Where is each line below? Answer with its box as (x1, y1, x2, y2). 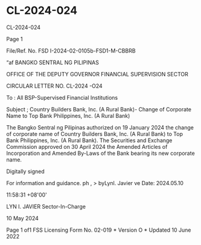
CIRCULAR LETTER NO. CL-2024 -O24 (6, 82, 103, 90)
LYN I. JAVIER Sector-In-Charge (6, 203, 86, 210)
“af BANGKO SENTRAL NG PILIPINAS (6, 59, 100, 66)
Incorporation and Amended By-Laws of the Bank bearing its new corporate (6, 149, 195, 157)
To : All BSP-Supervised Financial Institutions (6, 94, 118, 101)
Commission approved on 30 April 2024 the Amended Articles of (6, 143, 168, 150)
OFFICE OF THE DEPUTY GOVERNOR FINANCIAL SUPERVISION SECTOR (6, 70, 188, 77)
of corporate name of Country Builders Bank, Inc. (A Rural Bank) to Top (6, 130, 183, 137)
